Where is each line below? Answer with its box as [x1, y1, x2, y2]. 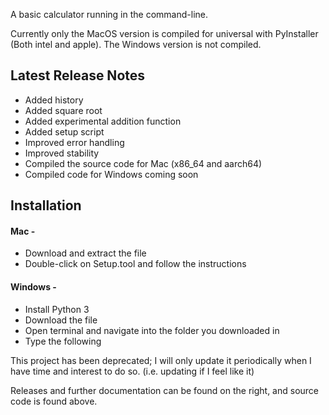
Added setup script [24, 125, 105, 138]
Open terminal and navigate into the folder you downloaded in [24, 324, 280, 336]
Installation [10, 197, 82, 214]
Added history [24, 94, 84, 106]
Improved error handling [24, 136, 125, 148]
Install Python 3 [24, 303, 90, 315]
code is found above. [10, 395, 98, 407]
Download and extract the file [24, 247, 147, 259]
